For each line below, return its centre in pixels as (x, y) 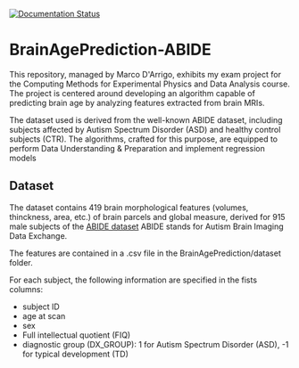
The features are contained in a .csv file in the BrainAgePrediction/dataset (145, 253)
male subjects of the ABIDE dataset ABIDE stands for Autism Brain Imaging (146, 226)
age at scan (44, 315)
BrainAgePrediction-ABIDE (110, 50)
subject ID (41, 307)
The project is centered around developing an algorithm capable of (133, 93)
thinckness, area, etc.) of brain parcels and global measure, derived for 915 (147, 217)
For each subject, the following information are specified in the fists (133, 280)
